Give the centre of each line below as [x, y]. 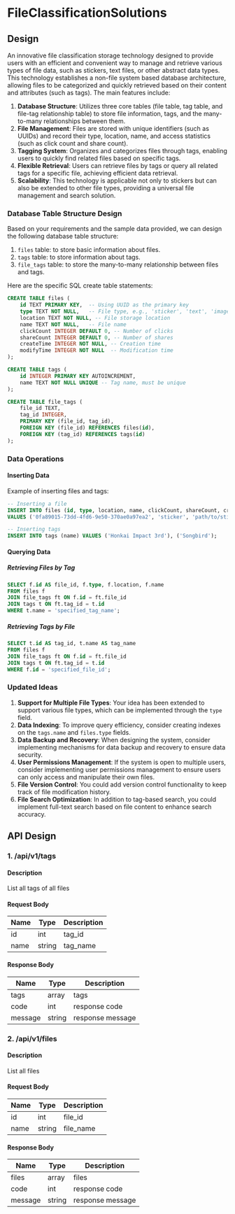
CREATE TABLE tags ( [37, 370]
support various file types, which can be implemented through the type [120, 710]
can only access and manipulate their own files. [86, 777]
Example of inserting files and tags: [58, 490]
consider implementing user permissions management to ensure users [119, 769]
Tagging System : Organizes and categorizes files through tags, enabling [122, 151]
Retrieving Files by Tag [41, 567]
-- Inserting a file [37, 504]
